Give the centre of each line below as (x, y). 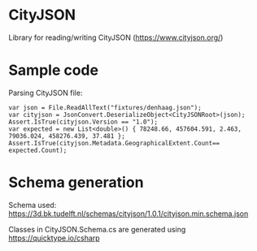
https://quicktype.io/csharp (54, 238)
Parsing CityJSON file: (46, 93)
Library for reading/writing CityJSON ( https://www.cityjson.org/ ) (116, 37)
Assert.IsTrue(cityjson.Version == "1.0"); (83, 122)
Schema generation (76, 182)
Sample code (54, 70)
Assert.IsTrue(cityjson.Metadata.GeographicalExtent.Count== (114, 143)
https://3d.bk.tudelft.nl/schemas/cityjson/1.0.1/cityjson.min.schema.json (128, 214)
